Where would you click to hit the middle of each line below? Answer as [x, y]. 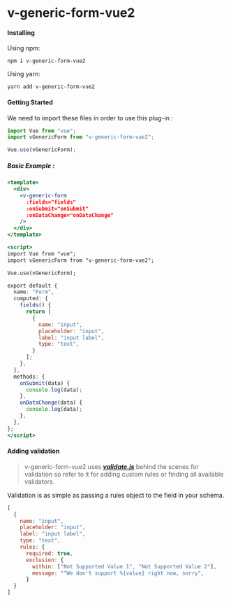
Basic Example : [31, 165]
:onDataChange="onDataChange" [69, 215]
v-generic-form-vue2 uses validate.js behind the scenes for [111, 466]
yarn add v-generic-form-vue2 [51, 87]
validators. [39, 482]
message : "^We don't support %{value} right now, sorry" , [118, 573]
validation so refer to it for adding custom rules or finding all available [124, 474]
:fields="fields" [51, 202]
